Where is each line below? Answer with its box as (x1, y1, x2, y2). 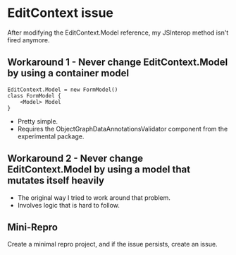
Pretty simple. (17, 117, 58, 125)
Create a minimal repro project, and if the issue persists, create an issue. (7, 240, 218, 249)
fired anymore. (7, 35, 50, 44)
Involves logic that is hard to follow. (17, 201, 120, 209)
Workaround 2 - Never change (7, 153, 144, 165)
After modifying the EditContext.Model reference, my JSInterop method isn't (7, 28, 229, 37)
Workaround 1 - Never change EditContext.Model (7, 57, 228, 69)
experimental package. (17, 132, 85, 141)
